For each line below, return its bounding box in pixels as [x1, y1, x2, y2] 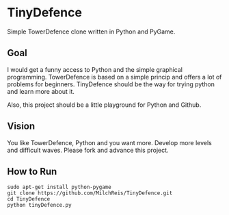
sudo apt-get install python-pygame [7, 184, 111, 191]
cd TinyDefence [7, 196, 51, 203]
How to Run [7, 166, 57, 177]
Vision [7, 121, 36, 132]
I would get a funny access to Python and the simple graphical [7, 65, 183, 73]
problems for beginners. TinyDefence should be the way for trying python [7, 80, 215, 88]
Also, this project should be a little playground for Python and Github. [7, 101, 202, 109]
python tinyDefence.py [7, 202, 72, 209]
